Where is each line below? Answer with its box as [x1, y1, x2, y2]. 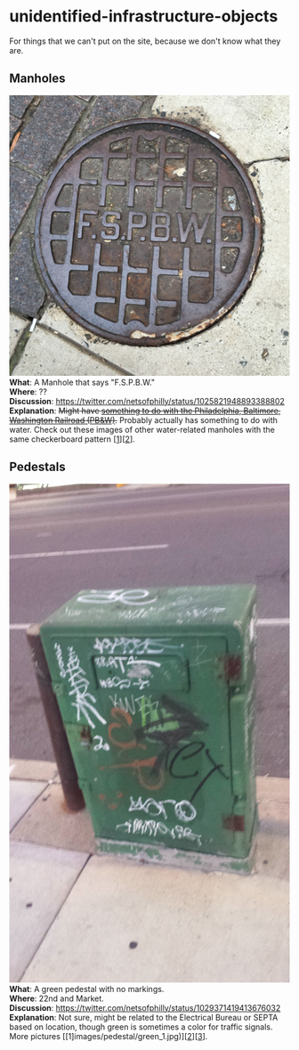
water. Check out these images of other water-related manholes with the [9, 424, 276, 435]
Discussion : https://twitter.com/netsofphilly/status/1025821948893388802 [9, 395, 285, 406]
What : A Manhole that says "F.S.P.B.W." [9, 377, 156, 387]
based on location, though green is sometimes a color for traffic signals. [9, 1022, 273, 1032]
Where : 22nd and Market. [9, 993, 104, 1004]
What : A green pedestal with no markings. [9, 983, 165, 994]
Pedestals [9, 460, 66, 475]
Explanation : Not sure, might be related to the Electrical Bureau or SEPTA [9, 1012, 279, 1022]
